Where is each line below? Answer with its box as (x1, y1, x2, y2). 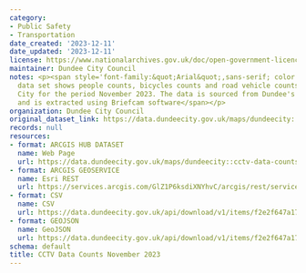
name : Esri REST (17, 174, 79, 183)
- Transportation (9, 30, 76, 39)
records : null (9, 124, 64, 133)
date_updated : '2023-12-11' (9, 47, 117, 56)
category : (9, 13, 47, 23)
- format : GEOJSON (9, 216, 79, 226)
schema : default (9, 242, 71, 251)
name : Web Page (17, 148, 76, 157)
